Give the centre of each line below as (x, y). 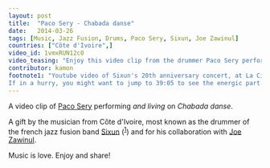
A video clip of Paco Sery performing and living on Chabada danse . (121, 106)
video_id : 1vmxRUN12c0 (46, 53)
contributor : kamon (41, 68)
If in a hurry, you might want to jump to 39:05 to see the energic (125, 83)
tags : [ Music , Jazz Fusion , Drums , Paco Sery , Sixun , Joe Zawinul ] (124, 38)
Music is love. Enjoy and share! (59, 156)
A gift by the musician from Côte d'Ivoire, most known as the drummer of (129, 121)
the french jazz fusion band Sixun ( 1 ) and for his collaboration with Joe (125, 131)
